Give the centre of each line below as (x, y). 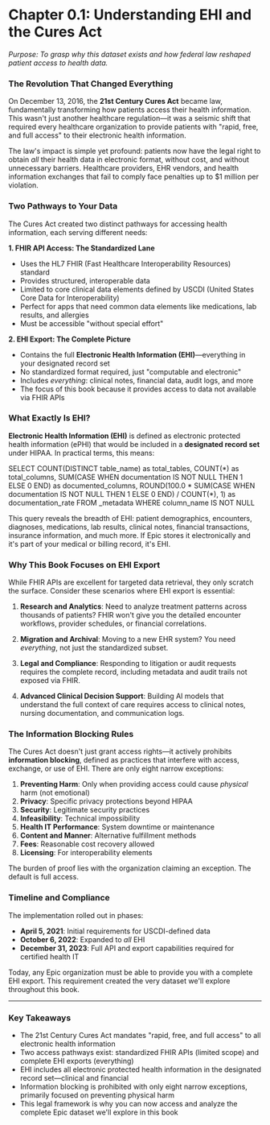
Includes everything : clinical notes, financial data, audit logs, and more (137, 380)
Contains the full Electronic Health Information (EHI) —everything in (133, 354)
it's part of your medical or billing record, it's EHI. (90, 544)
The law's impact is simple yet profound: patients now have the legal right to (135, 151)
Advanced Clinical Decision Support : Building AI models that (122, 696)
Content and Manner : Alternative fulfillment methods (108, 836)
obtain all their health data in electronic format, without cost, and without (129, 159)
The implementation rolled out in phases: (76, 915)
